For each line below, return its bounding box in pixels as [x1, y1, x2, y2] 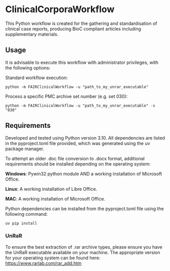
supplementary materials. [5, 31, 59, 37]
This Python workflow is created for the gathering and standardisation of [5, 20, 157, 26]
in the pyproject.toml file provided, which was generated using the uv [5, 140, 151, 146]
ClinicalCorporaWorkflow [5, 4, 115, 15]
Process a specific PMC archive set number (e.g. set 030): [5, 93, 128, 99]
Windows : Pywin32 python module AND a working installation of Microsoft [5, 171, 162, 177]
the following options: [5, 64, 51, 71]
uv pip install [5, 221, 38, 226]
